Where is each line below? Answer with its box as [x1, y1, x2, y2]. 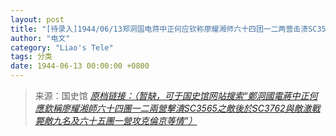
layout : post [10, 14, 65, 25]
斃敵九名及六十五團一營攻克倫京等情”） [34, 115, 198, 126]
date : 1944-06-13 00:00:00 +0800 [10, 61, 150, 71]
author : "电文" [10, 33, 71, 43]
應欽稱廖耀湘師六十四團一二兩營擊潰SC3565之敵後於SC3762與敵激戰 [34, 102, 321, 114]
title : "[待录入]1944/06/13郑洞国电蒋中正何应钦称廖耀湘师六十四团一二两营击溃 [10, 24, 309, 34]
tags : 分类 [10, 52, 53, 62]
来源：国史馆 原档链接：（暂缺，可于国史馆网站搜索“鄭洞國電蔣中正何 [34, 90, 318, 101]
